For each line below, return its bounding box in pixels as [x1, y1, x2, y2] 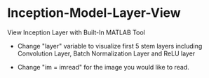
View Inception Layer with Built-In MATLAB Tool [7, 28, 145, 37]
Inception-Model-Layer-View [7, 5, 181, 21]
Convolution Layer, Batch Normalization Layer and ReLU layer [17, 49, 196, 58]
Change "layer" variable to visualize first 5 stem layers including [17, 41, 203, 50]
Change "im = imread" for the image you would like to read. [17, 63, 189, 71]
